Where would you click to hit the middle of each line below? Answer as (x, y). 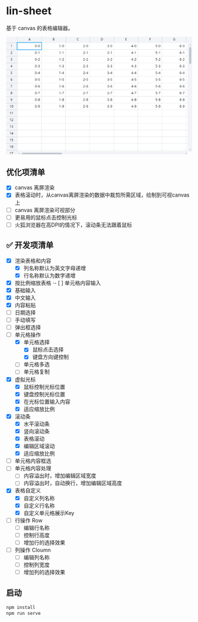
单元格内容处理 (33, 468)
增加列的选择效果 (44, 572)
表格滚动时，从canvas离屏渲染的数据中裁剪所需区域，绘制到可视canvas (102, 195)
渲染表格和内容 (33, 260)
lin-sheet (29, 11)
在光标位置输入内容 (47, 401)
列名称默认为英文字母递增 (55, 268)
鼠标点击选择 (48, 350)
